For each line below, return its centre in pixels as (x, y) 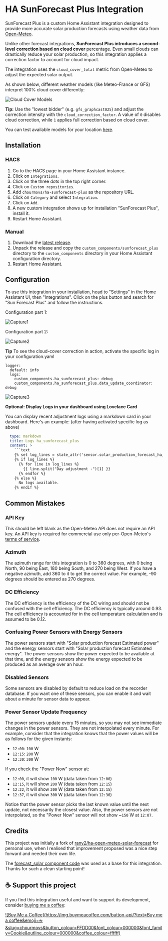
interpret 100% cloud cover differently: (45, 89)
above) (12, 427)
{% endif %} (26, 488)
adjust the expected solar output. (39, 74)
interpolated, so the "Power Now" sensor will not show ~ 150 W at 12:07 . (79, 815)
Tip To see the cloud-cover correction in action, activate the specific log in (82, 351)
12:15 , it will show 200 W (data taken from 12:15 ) (62, 784)
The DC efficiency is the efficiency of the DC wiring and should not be (77, 603)
